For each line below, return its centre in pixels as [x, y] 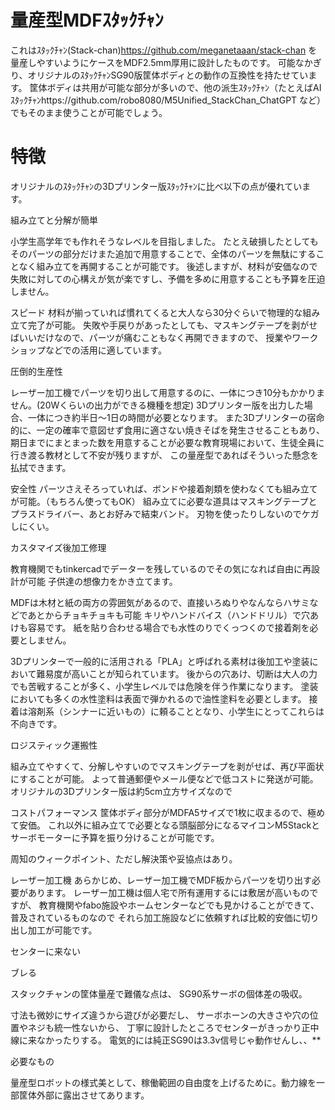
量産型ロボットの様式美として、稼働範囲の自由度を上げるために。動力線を [163, 1082]
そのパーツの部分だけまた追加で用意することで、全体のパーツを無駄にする [163, 253]
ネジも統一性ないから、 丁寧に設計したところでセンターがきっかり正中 [173, 1027]
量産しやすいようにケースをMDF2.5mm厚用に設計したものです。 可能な [157, 62]
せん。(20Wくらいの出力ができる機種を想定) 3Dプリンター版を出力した [157, 405]
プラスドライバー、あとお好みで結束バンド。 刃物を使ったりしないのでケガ [165, 513]
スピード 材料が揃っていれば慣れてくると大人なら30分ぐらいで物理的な [156, 312]
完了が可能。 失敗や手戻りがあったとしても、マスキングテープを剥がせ [172, 325]
